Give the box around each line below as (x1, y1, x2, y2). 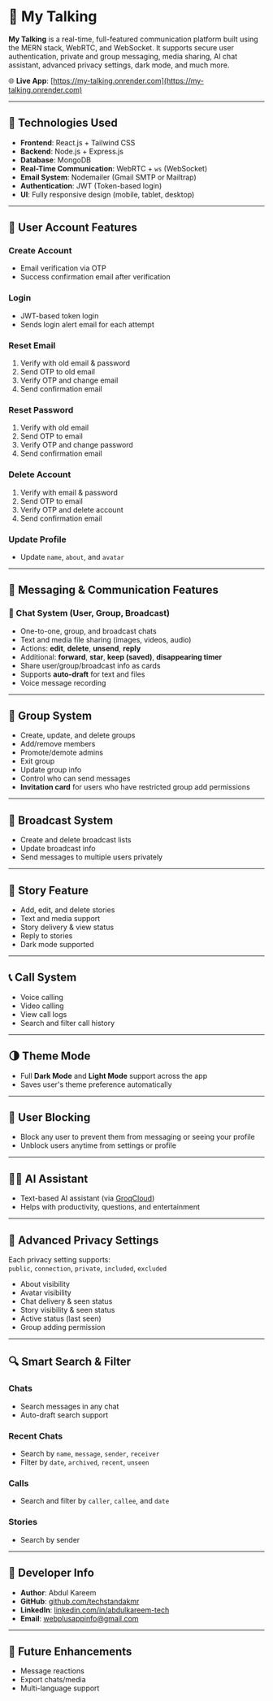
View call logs (19, 1009, 67, 1019)
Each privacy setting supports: (8, 1255, 111, 1265)
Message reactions (19, 1666, 85, 1676)
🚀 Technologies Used (8, 116, 118, 130)
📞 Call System (8, 971, 77, 985)
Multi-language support (19, 1683, 100, 1693)
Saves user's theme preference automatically (19, 1080, 172, 1089)
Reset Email (8, 340, 56, 351)
